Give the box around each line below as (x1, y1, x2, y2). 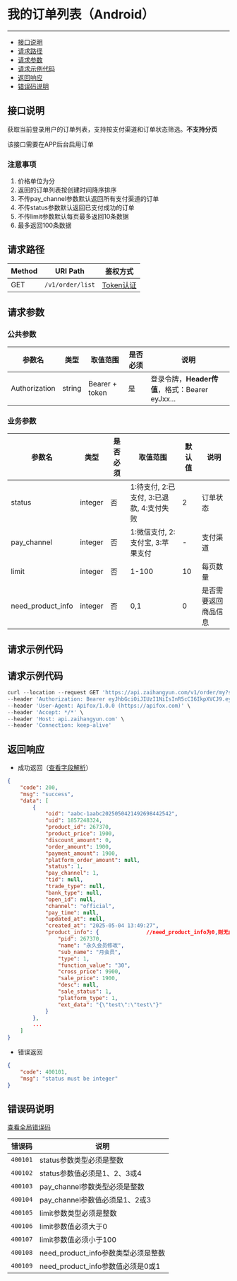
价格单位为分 (17, 177, 55, 185)
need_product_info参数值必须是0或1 (39, 1261, 161, 1271)
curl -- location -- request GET (7, 689, 99, 696)
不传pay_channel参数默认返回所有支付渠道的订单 (17, 195, 159, 203)
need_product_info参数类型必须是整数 (39, 1248, 166, 1258)
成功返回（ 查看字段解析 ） (17, 764, 92, 772)
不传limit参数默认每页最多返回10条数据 (17, 212, 129, 221)
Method (11, 266, 38, 276)
